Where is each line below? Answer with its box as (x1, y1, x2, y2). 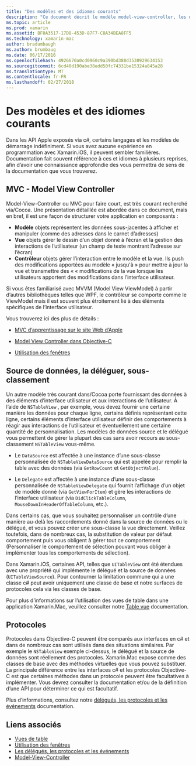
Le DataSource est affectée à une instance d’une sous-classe (14, 452, 160, 459)
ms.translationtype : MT (6, 69, 64, 74)
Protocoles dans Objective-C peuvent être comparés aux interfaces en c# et (6, 635, 190, 642)
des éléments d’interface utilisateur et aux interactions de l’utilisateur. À (6, 396, 178, 404)
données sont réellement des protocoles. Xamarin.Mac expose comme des (6, 654, 186, 661)
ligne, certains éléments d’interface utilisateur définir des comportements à (6, 415, 187, 422)
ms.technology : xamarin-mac (6, 36, 75, 42)
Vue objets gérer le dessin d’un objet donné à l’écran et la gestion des (14, 236, 183, 243)
